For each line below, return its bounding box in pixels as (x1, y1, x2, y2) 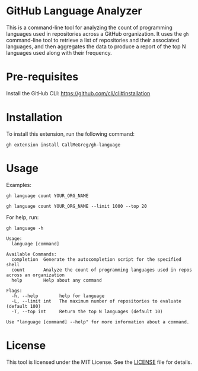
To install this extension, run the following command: (6, 130, 135, 138)
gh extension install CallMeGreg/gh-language (6, 142, 120, 148)
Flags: (6, 288, 23, 294)
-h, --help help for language (11, 293, 105, 299)
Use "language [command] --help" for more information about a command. (6, 319, 190, 325)
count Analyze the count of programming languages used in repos (11, 267, 193, 273)
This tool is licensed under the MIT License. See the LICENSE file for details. (6, 358, 192, 366)
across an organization (6, 272, 65, 278)
